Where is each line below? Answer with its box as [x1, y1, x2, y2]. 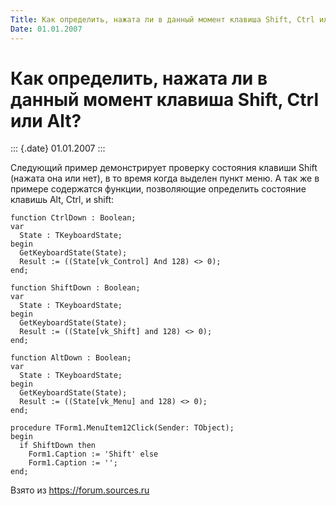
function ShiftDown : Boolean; [10, 283, 141, 293]
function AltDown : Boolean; [10, 353, 132, 363]
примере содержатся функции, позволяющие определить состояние [10, 183, 307, 195]
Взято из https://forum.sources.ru [10, 484, 150, 496]
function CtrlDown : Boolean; [10, 213, 137, 223]
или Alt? [10, 109, 82, 132]
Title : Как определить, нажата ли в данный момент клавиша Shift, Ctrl [10, 14, 315, 25]
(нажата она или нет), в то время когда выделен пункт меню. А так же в [10, 172, 320, 185]
